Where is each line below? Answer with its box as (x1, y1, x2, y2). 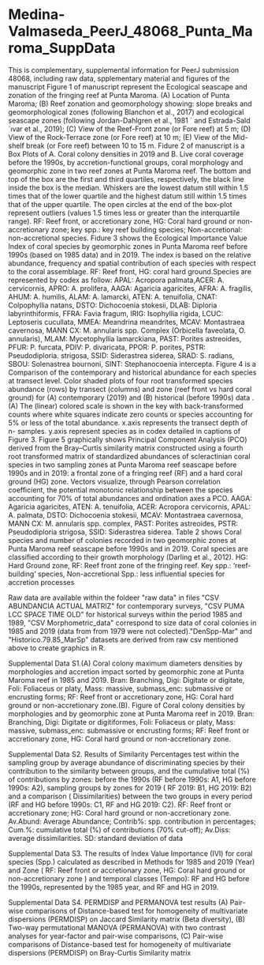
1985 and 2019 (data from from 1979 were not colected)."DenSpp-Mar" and (8, 626, 252, 635)
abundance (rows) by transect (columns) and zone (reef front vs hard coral (8, 384, 252, 394)
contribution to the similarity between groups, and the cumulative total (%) (8, 766, 250, 775)
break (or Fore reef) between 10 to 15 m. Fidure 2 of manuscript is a (26, 141, 245, 150)
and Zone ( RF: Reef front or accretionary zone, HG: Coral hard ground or (8, 865, 246, 875)
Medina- (8, 6, 65, 24)
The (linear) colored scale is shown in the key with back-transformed (19, 401, 244, 410)
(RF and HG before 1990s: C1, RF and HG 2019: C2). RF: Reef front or (8, 800, 232, 809)
